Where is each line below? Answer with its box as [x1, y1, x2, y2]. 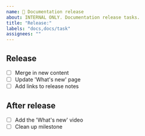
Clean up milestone [14, 123, 63, 130]
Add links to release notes [14, 83, 79, 90]
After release [6, 100, 55, 111]
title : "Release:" [6, 20, 52, 26]
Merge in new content [14, 69, 69, 76]
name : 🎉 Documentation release [6, 8, 84, 15]
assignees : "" [6, 31, 42, 37]
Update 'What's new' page [14, 76, 81, 83]
